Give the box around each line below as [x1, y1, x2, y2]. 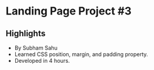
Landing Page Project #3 [5, 4, 132, 18]
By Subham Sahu [14, 44, 58, 51]
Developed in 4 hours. [14, 57, 70, 64]
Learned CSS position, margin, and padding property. [14, 51, 149, 58]
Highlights [5, 28, 46, 39]
